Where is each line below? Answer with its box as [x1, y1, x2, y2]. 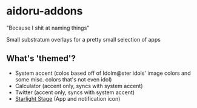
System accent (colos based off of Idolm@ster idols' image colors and [15, 69, 191, 77]
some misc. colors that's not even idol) [15, 75, 112, 83]
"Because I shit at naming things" [6, 24, 90, 31]
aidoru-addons [6, 4, 83, 18]
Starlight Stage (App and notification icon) [15, 95, 121, 102]
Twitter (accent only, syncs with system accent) [15, 89, 135, 96]
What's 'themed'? [6, 53, 76, 64]
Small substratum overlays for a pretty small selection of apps [6, 36, 161, 43]
